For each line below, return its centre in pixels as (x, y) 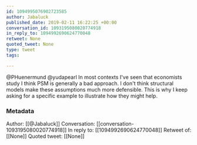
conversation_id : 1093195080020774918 (54, 28)
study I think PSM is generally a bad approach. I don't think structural (90, 83)
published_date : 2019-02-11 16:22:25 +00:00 (61, 22)
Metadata (20, 111)
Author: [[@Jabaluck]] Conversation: (51, 123)
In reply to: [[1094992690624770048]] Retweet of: (130, 130)
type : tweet (21, 50)
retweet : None (24, 39)
